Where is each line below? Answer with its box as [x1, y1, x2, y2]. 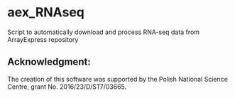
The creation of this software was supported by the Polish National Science [7, 75, 229, 83]
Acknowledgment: [7, 56, 91, 68]
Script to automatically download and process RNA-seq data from [7, 28, 200, 36]
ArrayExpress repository [7, 35, 79, 43]
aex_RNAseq [7, 4, 85, 21]
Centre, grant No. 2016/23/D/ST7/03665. [7, 82, 127, 91]
